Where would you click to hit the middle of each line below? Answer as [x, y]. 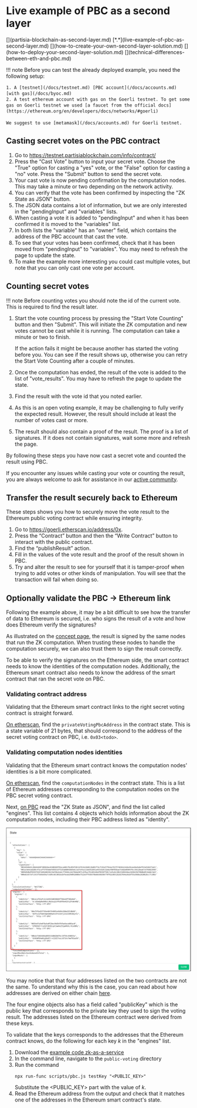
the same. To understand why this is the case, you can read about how [91, 987]
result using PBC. [27, 462]
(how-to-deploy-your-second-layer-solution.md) [65, 52]
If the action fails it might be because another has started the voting [96, 348]
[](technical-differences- [154, 52]
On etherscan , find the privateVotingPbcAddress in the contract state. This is [98, 725]
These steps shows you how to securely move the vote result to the [88, 512]
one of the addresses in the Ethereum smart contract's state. [88, 1100]
